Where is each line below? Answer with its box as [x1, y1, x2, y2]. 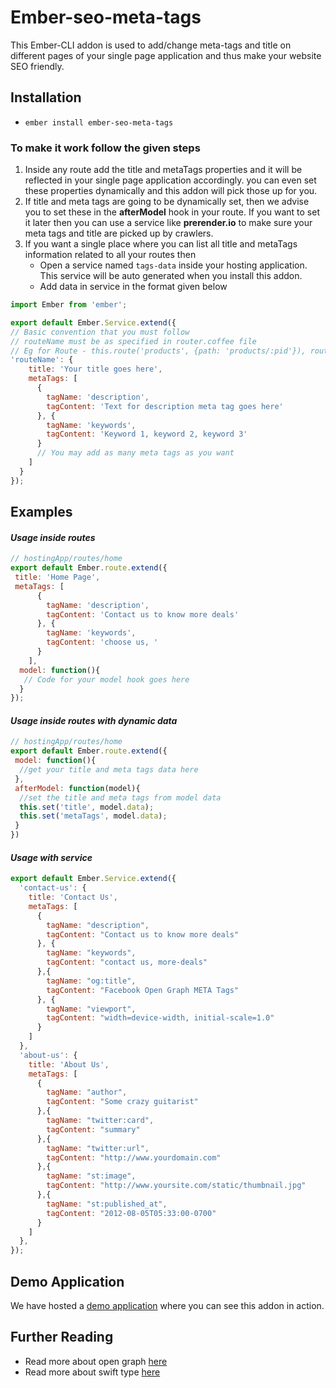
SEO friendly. [10, 60, 65, 72]
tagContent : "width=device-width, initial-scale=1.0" [46, 1013, 275, 1023]
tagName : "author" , [46, 1087, 128, 1098]
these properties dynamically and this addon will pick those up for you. [24, 185, 318, 197]
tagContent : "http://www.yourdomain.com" [46, 1152, 222, 1163]
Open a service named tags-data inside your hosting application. [39, 259, 308, 271]
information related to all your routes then [24, 249, 197, 261]
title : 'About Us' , [28, 1059, 110, 1070]
